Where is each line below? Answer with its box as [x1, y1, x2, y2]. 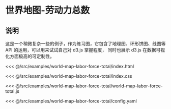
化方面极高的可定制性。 [5, 53, 54, 59]
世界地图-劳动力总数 [5, 5, 90, 16]
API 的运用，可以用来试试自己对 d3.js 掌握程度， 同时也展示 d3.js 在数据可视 [5, 47, 165, 53]
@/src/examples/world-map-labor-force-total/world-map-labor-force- [15, 83, 163, 89]
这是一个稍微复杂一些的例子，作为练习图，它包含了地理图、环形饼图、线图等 [5, 41, 166, 46]
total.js [5, 88, 19, 94]
